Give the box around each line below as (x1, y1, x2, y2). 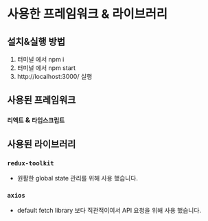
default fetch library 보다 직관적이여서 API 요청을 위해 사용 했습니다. (16, 207, 201, 215)
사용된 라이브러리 (7, 138, 76, 150)
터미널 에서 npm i (16, 56, 65, 63)
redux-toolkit (7, 159, 54, 167)
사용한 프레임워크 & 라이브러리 (7, 6, 168, 22)
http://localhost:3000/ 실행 (16, 73, 93, 80)
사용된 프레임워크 (7, 94, 76, 106)
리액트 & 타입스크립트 (7, 115, 65, 125)
